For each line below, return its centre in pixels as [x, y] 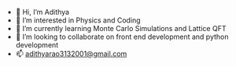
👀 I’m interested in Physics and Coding [78, 20]
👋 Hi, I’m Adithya [42, 12]
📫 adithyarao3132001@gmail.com [71, 54]
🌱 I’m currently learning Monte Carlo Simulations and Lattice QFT [121, 28]
